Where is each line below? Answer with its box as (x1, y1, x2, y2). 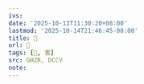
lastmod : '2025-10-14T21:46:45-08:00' (8, 26, 138, 34)
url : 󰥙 (8, 42, 31, 50)
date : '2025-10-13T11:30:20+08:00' (8, 19, 128, 27)
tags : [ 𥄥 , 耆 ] (8, 49, 55, 57)
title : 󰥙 (8, 34, 38, 42)
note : (8, 64, 27, 72)
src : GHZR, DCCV (8, 57, 63, 65)
